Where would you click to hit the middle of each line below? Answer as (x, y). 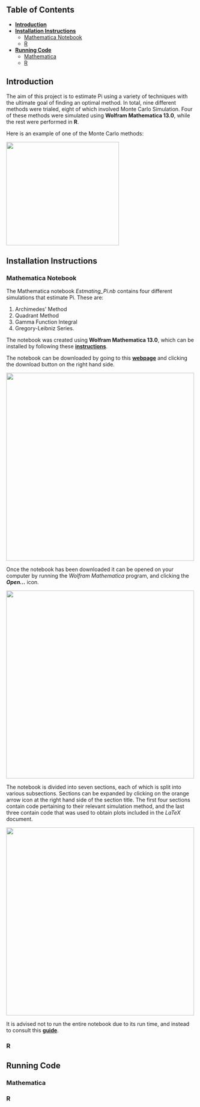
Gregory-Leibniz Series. (44, 328)
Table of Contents (41, 10)
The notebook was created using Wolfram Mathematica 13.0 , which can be (100, 340)
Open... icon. (23, 582)
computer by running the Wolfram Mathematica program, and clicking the (98, 576)
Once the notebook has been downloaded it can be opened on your (90, 569)
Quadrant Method (37, 316)
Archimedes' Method (41, 309)
